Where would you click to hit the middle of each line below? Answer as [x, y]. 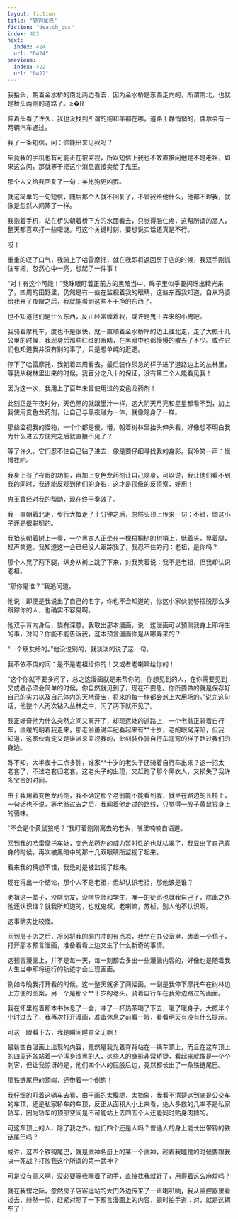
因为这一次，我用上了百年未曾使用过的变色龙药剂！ [82, 388]
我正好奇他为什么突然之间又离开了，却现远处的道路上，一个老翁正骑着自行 [116, 720]
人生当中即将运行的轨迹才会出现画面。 [63, 969]
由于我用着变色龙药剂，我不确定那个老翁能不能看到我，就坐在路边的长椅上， [119, 795]
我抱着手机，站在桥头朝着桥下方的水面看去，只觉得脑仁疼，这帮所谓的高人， [119, 220]
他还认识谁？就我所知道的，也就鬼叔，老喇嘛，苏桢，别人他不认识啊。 [110, 906]
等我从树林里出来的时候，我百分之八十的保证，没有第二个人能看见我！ [110, 373]
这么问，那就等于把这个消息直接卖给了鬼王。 [78, 166]
